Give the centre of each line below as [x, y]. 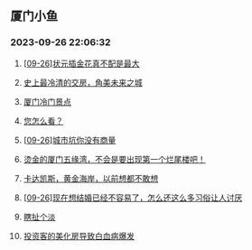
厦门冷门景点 [47, 101]
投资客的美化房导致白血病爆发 [79, 236]
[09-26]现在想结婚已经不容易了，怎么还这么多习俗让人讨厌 [133, 198]
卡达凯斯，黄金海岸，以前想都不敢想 [91, 178]
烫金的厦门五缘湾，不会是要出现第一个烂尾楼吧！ [114, 159]
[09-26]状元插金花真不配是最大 [81, 63]
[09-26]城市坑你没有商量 [70, 140]
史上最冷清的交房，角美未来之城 [83, 82]
